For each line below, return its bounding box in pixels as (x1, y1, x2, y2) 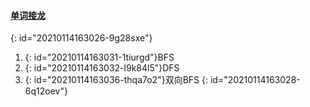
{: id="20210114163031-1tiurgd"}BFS (24, 51, 175, 64)
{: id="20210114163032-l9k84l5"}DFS (24, 62, 180, 74)
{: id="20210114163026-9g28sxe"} (10, 32, 153, 44)
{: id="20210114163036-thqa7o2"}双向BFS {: (24, 74, 208, 86)
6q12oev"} (24, 85, 68, 97)
